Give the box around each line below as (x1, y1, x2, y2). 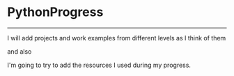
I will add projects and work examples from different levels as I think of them (7, 33, 226, 42)
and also (7, 47, 32, 56)
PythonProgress (7, 4, 104, 20)
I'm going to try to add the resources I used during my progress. (7, 61, 192, 69)
